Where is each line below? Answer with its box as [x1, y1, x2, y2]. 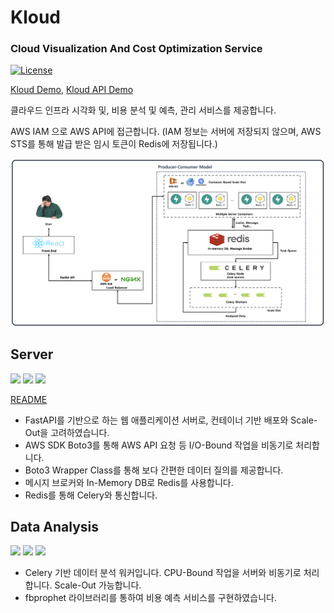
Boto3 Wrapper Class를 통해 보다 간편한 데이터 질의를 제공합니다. [24, 464, 284, 476]
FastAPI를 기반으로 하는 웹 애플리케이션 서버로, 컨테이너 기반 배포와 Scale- [24, 414, 318, 426]
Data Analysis [10, 518, 100, 535]
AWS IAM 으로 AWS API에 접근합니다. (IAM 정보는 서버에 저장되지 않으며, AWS [10, 126, 322, 138]
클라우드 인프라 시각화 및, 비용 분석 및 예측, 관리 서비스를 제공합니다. [10, 104, 277, 116]
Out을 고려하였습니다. [24, 426, 110, 438]
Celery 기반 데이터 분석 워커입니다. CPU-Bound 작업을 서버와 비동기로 [24, 567, 302, 579]
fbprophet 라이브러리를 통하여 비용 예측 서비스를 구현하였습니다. [24, 592, 277, 604]
